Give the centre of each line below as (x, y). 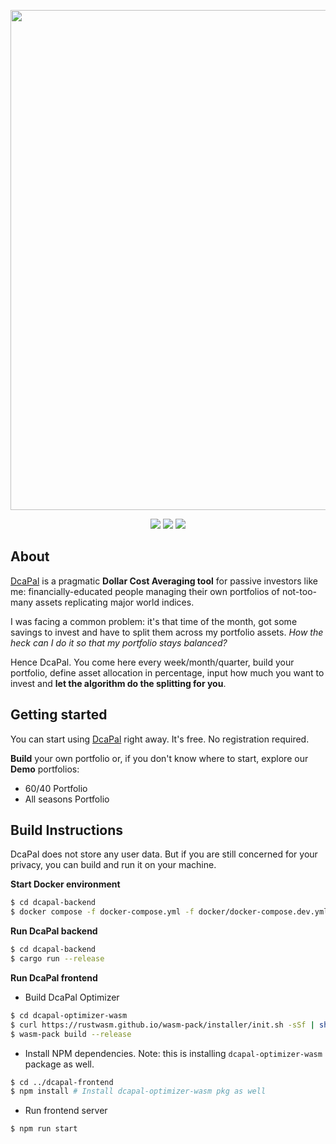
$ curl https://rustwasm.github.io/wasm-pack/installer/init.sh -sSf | (162, 1025)
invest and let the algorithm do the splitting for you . (118, 683)
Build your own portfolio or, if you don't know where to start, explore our (159, 758)
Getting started (59, 715)
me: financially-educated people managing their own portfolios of (145, 591)
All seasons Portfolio (67, 799)
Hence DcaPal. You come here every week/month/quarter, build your (152, 662)
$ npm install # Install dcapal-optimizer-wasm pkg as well (138, 1091)
